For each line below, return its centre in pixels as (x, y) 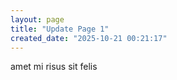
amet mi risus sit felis (54, 67)
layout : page (37, 19)
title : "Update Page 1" (60, 29)
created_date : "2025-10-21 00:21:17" (89, 38)
